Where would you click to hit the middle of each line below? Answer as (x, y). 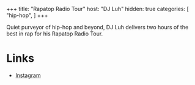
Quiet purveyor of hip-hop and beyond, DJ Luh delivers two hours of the (97, 27)
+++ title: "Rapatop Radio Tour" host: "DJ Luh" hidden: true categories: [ (98, 9)
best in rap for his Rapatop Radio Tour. (55, 34)
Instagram (28, 75)
